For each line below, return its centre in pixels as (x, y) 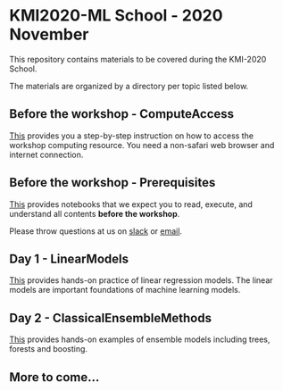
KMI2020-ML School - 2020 (116, 16)
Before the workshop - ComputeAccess (122, 114)
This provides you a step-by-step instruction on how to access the (132, 136)
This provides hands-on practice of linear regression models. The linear (141, 280)
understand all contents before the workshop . (95, 213)
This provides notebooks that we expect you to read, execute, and (131, 204)
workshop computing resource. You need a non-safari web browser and (142, 145)
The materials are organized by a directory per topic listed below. (129, 86)
